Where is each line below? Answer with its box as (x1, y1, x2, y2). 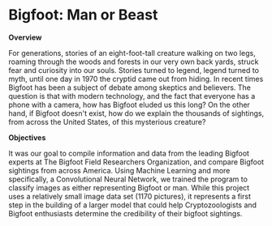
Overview (8, 32, 42, 42)
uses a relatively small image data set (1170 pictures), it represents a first (8, 191, 252, 201)
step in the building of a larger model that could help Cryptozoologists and (8, 200, 257, 210)
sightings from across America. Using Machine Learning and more (8, 165, 231, 175)
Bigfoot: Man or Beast (8, 6, 158, 24)
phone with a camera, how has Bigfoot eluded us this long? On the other (8, 100, 250, 109)
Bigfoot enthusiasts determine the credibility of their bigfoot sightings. (8, 208, 243, 218)
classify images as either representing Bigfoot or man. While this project (8, 182, 250, 192)
